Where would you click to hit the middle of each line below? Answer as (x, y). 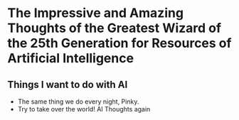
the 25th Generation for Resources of (119, 43)
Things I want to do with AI (68, 84)
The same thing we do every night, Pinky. (78, 102)
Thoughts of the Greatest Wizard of (115, 28)
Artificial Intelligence (70, 59)
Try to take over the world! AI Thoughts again (84, 109)
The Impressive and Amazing (95, 13)
